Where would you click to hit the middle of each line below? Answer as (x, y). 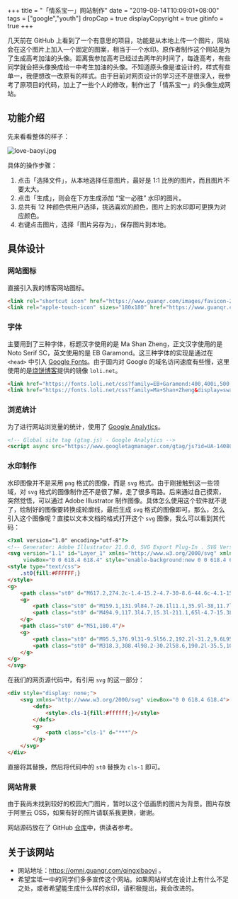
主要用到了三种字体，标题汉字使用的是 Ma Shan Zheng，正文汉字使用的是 (115, 344)
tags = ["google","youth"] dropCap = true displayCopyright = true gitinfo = (116, 18)
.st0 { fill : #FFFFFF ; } (50, 573)
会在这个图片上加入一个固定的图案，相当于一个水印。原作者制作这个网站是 (116, 49)
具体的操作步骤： (32, 165)
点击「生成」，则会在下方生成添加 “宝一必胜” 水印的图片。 (101, 197)
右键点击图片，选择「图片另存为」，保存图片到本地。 (93, 224)
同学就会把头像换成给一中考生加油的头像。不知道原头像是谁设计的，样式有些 (119, 67)
